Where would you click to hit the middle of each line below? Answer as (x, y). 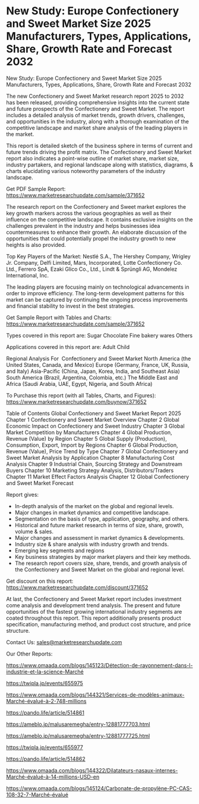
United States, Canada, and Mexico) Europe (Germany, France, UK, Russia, (98, 364)
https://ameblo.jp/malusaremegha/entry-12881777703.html (78, 724)
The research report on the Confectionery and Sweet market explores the (96, 206)
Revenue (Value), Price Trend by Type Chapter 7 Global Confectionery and (97, 451)
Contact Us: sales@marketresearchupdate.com (64, 642)
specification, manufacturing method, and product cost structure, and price (99, 624)
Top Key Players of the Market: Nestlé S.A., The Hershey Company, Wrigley (99, 256)
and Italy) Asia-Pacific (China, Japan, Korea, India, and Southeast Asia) (93, 371)
